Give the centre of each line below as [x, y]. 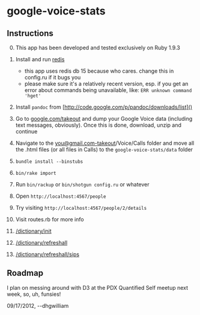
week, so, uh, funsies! [34, 294]
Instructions [30, 33]
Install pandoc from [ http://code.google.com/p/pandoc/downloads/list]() [104, 107]
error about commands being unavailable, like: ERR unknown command [108, 90]
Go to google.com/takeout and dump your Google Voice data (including [104, 119]
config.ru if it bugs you [53, 77]
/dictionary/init [33, 231]
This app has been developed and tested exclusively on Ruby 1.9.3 [98, 47]
